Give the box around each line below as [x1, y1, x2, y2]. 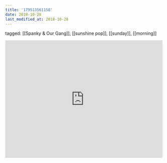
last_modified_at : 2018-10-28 [5, 17, 69, 22]
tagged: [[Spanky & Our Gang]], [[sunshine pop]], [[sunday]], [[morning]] [5, 31, 157, 37]
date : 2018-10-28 [5, 12, 42, 17]
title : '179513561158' [5, 7, 53, 13]
